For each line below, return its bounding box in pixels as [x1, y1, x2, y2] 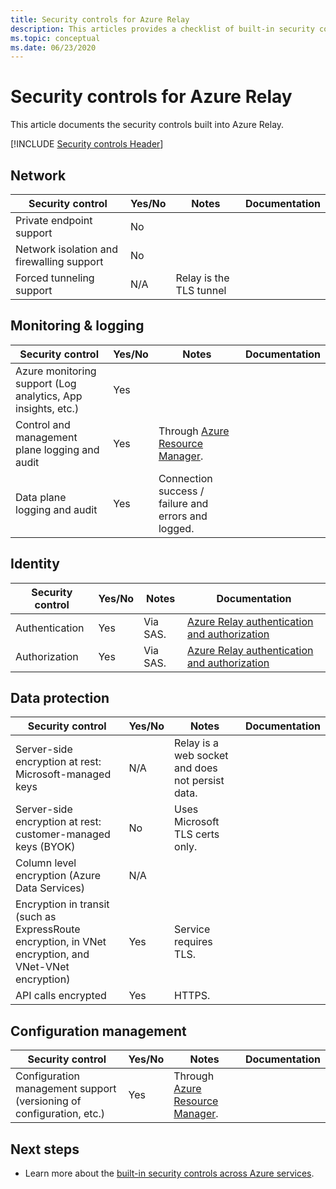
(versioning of [15, 1094, 82, 1108]
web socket [174, 749, 229, 763]
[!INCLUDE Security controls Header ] [10, 138, 164, 150]
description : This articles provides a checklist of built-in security [10, 24, 315, 34]
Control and [15, 417, 71, 431]
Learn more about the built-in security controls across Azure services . [24, 1167, 315, 1180]
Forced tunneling [15, 271, 95, 285]
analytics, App [15, 389, 83, 403]
